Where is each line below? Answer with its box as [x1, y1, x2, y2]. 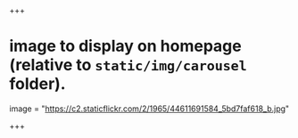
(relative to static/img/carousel [9, 55, 247, 76]
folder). [9, 74, 66, 94]
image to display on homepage [9, 37, 243, 56]
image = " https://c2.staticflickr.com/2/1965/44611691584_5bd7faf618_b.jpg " [9, 103, 290, 114]
